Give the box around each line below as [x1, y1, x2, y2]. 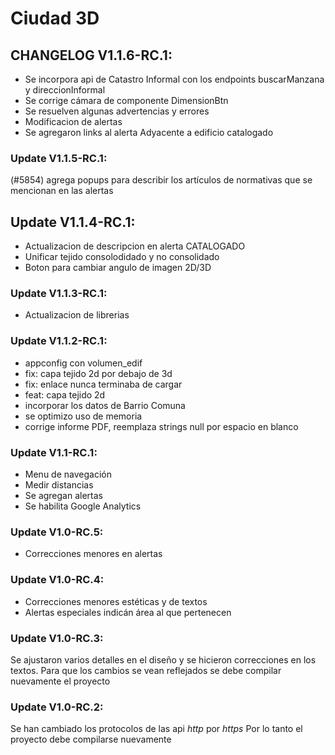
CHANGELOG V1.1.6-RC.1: [10, 47, 173, 64]
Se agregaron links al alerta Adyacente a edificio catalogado [24, 127, 274, 138]
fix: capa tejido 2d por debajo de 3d [24, 367, 173, 379]
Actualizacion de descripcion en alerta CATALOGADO [24, 240, 246, 252]
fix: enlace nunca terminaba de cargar [24, 378, 183, 390]
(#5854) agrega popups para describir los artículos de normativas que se [10, 174, 313, 186]
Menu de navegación [24, 468, 112, 480]
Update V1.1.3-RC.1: [10, 287, 108, 301]
